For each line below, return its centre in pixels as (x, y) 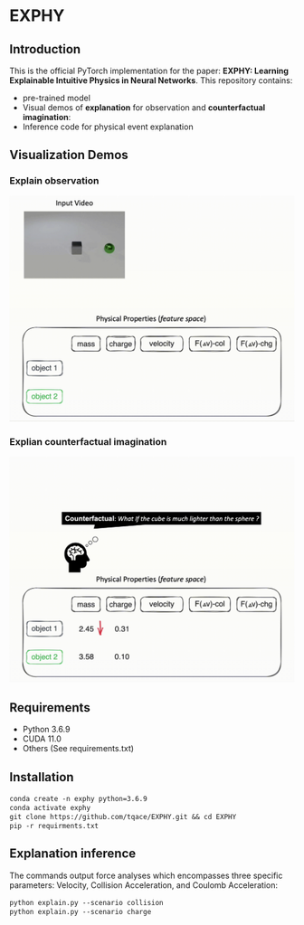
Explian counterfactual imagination (88, 441)
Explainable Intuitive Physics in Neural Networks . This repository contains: (151, 80)
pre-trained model (56, 98)
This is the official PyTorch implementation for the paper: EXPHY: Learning (149, 71)
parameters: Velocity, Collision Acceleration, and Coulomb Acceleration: (144, 885)
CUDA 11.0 (42, 739)
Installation (42, 777)
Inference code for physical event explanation (108, 127)
